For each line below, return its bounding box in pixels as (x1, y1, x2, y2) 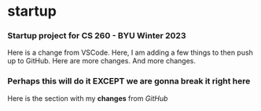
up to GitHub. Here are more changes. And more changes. (7, 56, 197, 66)
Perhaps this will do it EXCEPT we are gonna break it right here (7, 76, 251, 87)
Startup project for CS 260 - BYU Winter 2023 (7, 30, 186, 41)
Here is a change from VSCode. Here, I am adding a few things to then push (7, 48, 253, 57)
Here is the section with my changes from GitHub (7, 93, 168, 103)
